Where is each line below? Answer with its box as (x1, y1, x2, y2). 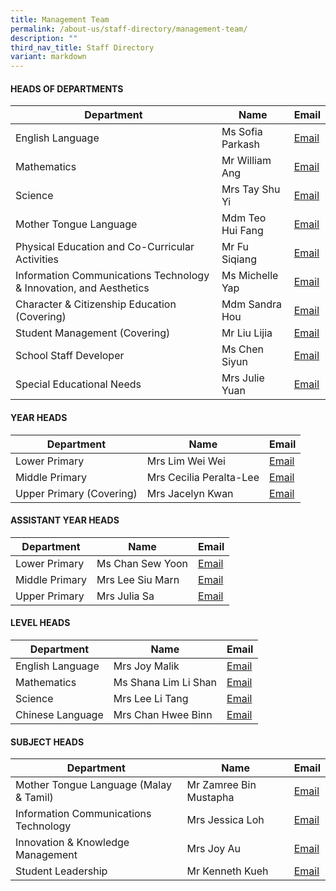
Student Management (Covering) (15, 326, 171, 340)
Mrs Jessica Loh (186, 813, 265, 827)
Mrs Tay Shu (221, 182, 281, 196)
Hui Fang (221, 224, 264, 238)
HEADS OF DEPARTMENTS (10, 82, 124, 95)
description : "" (10, 33, 78, 43)
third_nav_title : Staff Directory (10, 42, 155, 53)
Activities (15, 252, 60, 266)
